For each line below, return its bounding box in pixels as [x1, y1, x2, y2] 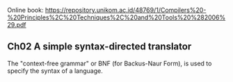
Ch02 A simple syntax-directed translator [7, 41, 192, 53]
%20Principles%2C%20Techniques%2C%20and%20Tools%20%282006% [7, 13, 226, 22]
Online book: [7, 6, 44, 14]
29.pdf [7, 21, 26, 28]
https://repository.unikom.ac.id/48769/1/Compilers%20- [45, 6, 207, 14]
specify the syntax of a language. [7, 66, 103, 75]
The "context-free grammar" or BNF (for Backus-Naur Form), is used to [7, 59, 212, 67]
